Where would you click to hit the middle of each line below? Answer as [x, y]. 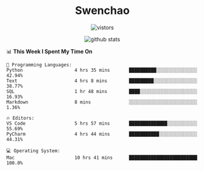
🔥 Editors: [20, 118]
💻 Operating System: [33, 151]
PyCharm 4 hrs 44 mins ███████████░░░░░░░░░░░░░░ [102, 134]
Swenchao [102, 11]
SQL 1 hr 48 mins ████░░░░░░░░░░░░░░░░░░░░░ [102, 91]
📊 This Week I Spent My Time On [49, 51]
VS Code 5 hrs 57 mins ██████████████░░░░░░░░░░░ [102, 123]
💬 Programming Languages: [39, 65]
